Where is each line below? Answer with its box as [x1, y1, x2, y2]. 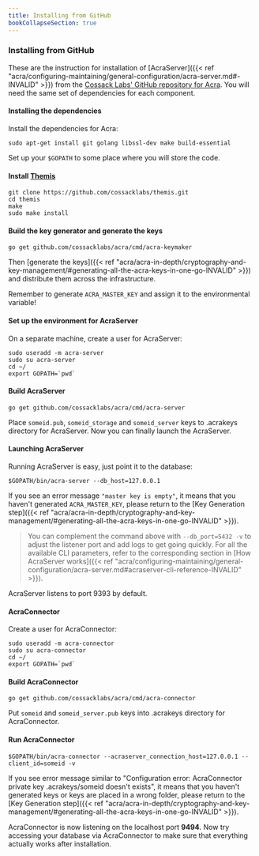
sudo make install [8, 209, 69, 217]
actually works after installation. [8, 839, 112, 848]
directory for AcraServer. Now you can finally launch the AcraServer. [8, 426, 231, 436]
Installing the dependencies [8, 106, 102, 115]
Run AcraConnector [8, 735, 75, 745]
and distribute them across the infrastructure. [8, 274, 156, 284]
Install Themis [8, 171, 56, 180]
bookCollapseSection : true [8, 19, 97, 27]
